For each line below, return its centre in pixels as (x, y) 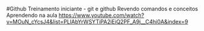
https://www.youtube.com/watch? (102, 15)
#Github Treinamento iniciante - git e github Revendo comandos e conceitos (102, 9)
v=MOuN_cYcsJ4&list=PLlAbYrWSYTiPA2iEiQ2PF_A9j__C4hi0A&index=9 (97, 22)
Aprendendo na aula (32, 15)
